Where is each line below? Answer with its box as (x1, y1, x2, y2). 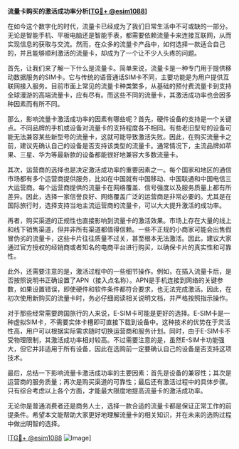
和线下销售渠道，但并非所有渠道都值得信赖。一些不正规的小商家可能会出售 (7, 225, 225, 234)
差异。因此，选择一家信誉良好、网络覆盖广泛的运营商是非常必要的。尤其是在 (7, 192, 232, 200)
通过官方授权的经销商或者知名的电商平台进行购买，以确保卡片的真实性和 (7, 243, 219, 252)
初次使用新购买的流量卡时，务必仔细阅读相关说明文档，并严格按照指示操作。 (7, 294, 232, 302)
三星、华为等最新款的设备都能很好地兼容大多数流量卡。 (19, 150, 182, 159)
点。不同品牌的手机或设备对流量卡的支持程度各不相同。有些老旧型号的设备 (7, 124, 225, 132)
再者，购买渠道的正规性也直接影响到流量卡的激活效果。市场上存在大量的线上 (7, 217, 232, 224)
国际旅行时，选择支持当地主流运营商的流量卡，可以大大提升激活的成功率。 (7, 201, 225, 210)
